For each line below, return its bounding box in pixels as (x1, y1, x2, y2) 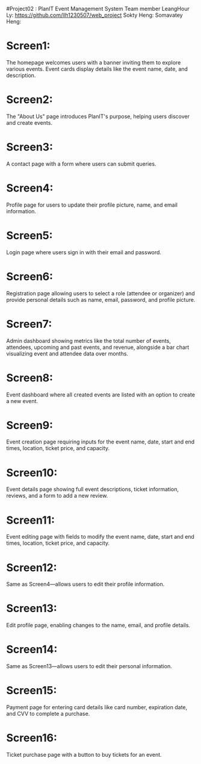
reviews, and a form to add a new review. (6, 492, 108, 499)
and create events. (6, 119, 53, 126)
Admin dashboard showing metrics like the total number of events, (6, 337, 172, 344)
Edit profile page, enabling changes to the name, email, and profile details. (6, 622, 191, 629)
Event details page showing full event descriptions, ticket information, (6, 486, 179, 493)
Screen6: (6, 269, 53, 283)
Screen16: (6, 731, 57, 745)
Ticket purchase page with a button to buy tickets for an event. (6, 751, 162, 758)
